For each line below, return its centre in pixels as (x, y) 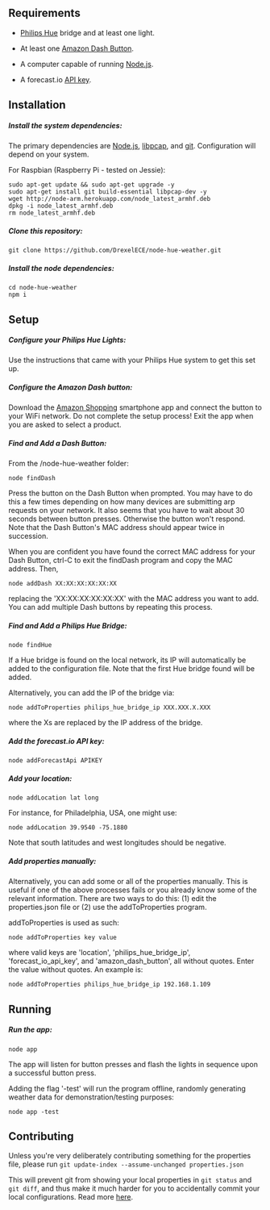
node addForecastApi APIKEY (56, 761)
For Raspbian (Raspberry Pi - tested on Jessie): (87, 170)
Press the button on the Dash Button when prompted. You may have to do (131, 493)
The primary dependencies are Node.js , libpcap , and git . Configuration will (132, 146)
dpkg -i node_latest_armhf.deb (61, 206)
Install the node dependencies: (61, 268)
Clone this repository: (46, 231)
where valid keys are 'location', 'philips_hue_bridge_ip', (100, 953)
